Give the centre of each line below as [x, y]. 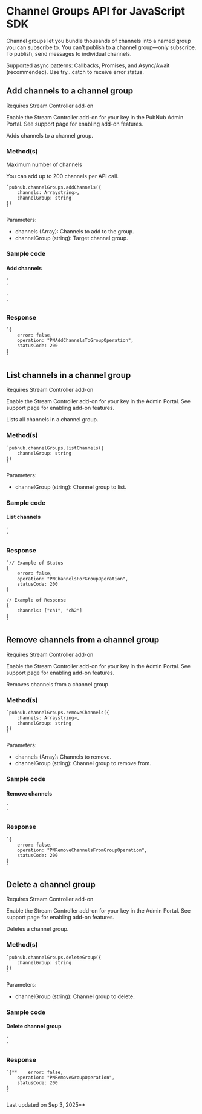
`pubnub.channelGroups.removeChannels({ [58, 713]
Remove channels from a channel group [83, 640]
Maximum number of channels [44, 164]
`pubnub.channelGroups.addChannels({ [54, 187]
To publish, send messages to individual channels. [69, 53]
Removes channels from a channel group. [58, 684]
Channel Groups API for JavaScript [96, 11]
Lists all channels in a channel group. [52, 420]
